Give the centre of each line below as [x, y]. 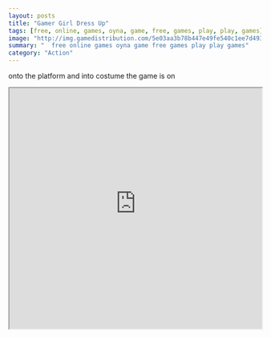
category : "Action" [41, 53]
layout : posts [32, 16]
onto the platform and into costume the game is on [92, 76]
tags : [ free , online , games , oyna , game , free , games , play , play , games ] [136, 30]
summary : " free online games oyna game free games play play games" [129, 46]
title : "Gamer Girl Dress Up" [59, 23]
